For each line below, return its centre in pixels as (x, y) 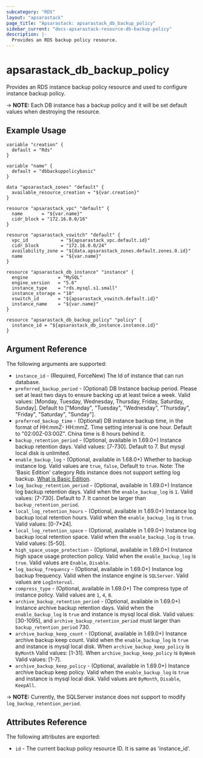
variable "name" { (29, 166)
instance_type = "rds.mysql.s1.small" (65, 288)
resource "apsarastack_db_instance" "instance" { (70, 272)
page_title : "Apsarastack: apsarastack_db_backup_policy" (81, 23)
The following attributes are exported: (53, 737)
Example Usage (36, 131)
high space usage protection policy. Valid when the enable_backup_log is (105, 556)
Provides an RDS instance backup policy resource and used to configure (97, 87)
